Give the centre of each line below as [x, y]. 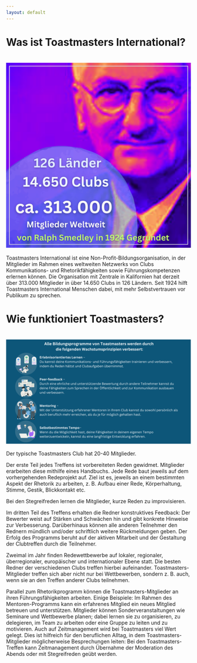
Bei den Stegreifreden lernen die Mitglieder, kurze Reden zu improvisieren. [96, 502]
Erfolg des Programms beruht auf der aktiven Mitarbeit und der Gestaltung [96, 538]
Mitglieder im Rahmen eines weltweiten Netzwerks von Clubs [80, 264]
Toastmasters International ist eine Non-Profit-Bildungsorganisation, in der [96, 258]
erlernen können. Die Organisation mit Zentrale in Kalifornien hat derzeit [93, 277]
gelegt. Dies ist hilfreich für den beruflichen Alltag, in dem [76, 635]
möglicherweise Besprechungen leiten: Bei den [88, 642]
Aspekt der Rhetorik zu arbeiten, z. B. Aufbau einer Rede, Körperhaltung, [94, 484]
